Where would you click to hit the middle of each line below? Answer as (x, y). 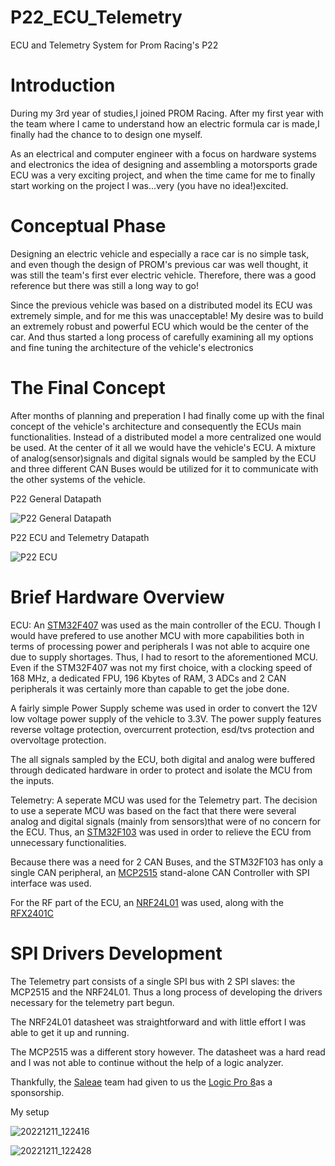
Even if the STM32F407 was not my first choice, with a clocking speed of (161, 667)
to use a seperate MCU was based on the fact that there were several (153, 810)
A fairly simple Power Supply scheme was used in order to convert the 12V (164, 708)
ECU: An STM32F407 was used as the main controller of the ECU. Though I (165, 625)
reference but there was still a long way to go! (105, 285)
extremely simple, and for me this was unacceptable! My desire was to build (167, 315)
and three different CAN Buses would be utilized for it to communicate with (164, 468)
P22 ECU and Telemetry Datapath (80, 537)
